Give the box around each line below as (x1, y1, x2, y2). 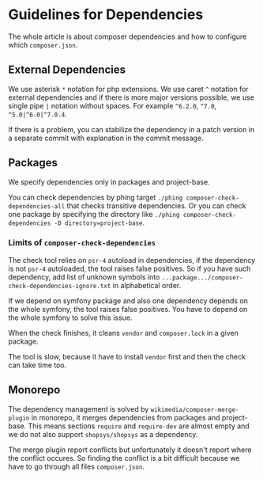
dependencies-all (8, 202, 66, 211)
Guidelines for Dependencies (8, 6, 204, 24)
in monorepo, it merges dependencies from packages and (31, 412, 220, 422)
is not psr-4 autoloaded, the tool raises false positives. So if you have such (8, 264, 251, 273)
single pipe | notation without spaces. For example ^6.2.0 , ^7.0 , (8, 101, 217, 110)
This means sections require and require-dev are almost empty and (28, 421, 250, 431)
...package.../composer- (161, 273, 243, 282)
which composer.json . (8, 40, 78, 49)
